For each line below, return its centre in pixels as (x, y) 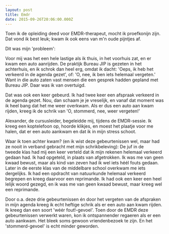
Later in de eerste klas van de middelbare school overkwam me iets (75, 168)
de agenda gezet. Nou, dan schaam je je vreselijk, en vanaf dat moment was (84, 100)
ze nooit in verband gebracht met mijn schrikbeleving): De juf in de (74, 147)
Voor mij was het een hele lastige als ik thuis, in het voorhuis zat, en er (78, 58)
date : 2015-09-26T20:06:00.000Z (39, 19)
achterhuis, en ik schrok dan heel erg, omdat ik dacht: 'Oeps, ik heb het (79, 69)
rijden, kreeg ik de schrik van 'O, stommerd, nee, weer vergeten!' (73, 111)
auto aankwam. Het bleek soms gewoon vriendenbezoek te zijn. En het (79, 221)
